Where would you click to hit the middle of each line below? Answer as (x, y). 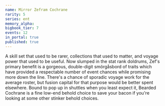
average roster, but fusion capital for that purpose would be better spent (79, 82)
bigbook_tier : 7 (22, 28)
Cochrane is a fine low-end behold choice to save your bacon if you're (78, 93)
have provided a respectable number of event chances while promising (78, 72)
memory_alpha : (20, 24)
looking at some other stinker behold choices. (52, 98)
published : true (22, 42)
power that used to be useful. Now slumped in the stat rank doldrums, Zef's (82, 61)
